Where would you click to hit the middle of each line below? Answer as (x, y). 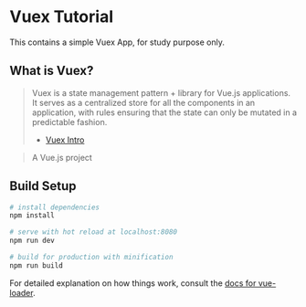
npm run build (37, 265)
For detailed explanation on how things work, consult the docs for (133, 283)
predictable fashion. (69, 122)
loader (21, 292)
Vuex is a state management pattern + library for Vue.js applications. (161, 92)
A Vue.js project (62, 157)
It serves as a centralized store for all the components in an (143, 102)
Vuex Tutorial (62, 17)
